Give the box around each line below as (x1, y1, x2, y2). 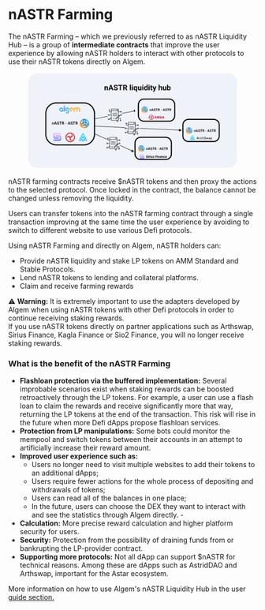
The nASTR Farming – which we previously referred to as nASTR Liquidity (8, 32, 247, 41)
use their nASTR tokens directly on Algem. (8, 57, 146, 66)
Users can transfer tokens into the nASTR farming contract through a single (8, 208, 254, 218)
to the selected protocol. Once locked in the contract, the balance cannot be (8, 185, 256, 194)
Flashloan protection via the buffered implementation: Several (19, 376, 227, 386)
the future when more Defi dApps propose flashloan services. (19, 418, 221, 428)
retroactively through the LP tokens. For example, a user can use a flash (19, 393, 254, 402)
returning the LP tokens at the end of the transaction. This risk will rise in (19, 410, 256, 419)
